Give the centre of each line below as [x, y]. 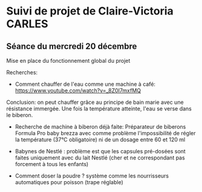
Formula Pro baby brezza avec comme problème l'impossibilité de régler [105, 133]
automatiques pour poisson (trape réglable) [69, 182]
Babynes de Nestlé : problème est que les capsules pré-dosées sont [100, 151]
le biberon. [20, 115]
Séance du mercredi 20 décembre [72, 46]
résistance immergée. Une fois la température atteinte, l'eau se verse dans [99, 109]
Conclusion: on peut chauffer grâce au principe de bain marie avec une [95, 102]
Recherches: [22, 72]
